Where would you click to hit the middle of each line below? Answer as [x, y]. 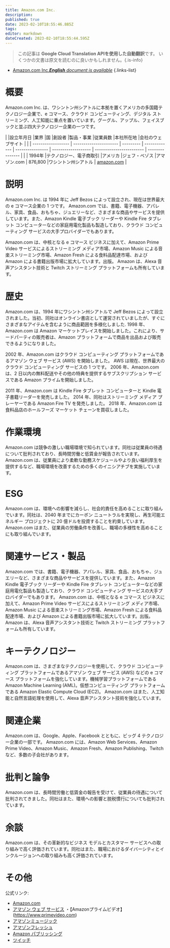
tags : [11, 29]
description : [19, 15]
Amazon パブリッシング [37, 934]
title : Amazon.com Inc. [30, 10]
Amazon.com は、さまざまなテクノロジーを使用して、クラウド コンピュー [82, 666]
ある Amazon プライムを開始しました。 [55, 380]
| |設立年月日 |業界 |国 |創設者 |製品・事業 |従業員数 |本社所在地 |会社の [79, 137]
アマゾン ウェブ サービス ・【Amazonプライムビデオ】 [69, 909]
